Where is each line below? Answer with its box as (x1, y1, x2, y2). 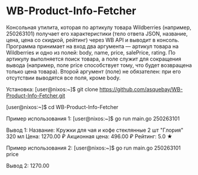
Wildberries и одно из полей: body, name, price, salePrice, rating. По (6, 49, 176, 56)
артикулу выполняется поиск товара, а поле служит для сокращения (6, 55, 181, 62)
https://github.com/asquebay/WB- (99, 85, 183, 93)
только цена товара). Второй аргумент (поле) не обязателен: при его (6, 68, 181, 75)
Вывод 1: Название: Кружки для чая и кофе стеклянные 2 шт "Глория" (6, 126, 184, 133)
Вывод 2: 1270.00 (6, 162, 50, 169)
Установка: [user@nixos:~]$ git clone (6, 85, 99, 93)
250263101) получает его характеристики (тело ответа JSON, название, (6, 30, 188, 37)
